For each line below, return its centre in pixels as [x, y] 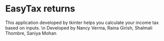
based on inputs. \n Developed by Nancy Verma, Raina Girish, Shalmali [79, 27]
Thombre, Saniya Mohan [31, 33]
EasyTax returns [40, 9]
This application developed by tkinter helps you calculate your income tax [82, 22]
